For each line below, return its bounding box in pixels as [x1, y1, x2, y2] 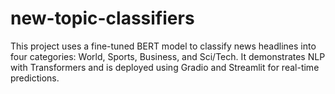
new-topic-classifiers [10, 7, 195, 30]
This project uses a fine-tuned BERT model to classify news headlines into [10, 40, 317, 52]
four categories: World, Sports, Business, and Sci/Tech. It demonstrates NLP [10, 50, 326, 62]
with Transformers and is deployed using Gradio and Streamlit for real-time [10, 61, 320, 73]
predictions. [10, 72, 60, 84]
